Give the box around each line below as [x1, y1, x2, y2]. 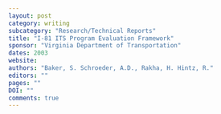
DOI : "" [8, 86, 35, 95]
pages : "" [8, 79, 42, 87]
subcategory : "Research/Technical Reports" [8, 26, 157, 35]
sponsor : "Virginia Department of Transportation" [8, 42, 182, 50]
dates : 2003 [8, 49, 48, 57]
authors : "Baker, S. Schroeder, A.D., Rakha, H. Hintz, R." [8, 64, 215, 72]
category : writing [8, 19, 70, 27]
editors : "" [8, 71, 48, 79]
